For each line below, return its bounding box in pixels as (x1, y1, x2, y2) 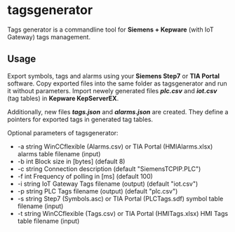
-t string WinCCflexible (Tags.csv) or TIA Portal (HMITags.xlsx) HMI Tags (17, 209, 229, 217)
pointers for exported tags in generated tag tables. (7, 115, 153, 123)
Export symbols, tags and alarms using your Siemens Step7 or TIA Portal (7, 71, 220, 80)
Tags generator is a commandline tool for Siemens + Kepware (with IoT (7, 25, 214, 34)
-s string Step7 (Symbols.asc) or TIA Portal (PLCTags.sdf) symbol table (17, 194, 224, 203)
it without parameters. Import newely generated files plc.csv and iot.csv (7, 86, 217, 95)
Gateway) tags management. (7, 32, 91, 41)
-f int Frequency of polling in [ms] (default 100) (17, 172, 153, 180)
